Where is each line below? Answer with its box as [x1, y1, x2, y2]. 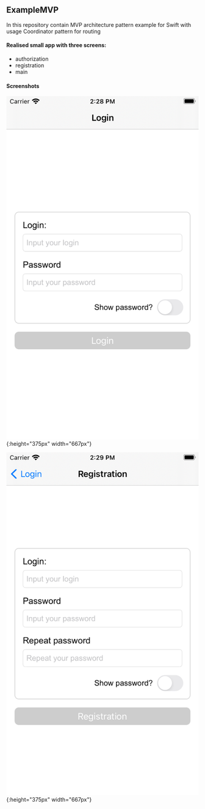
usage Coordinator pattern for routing [6, 28, 101, 35]
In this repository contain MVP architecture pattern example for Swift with [6, 21, 192, 28]
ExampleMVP [6, 5, 59, 15]
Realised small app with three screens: [6, 42, 107, 49]
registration [15, 62, 45, 69]
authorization [15, 55, 49, 63]
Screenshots [6, 82, 40, 89]
